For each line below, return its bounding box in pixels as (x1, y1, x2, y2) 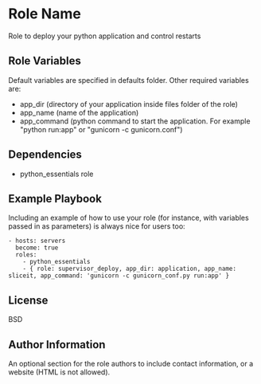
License (8, 293, 49, 307)
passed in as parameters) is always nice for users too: (8, 221, 185, 231)
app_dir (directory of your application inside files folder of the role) (19, 99, 239, 108)
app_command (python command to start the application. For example (19, 116, 251, 126)
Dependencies (8, 148, 82, 162)
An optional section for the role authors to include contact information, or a (8, 359, 254, 368)
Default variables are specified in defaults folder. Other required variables (8, 75, 249, 84)
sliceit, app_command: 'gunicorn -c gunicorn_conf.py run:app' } (8, 272, 229, 280)
